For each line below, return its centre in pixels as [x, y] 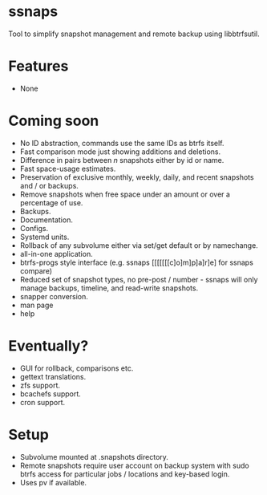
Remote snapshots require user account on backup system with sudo [135, 465]
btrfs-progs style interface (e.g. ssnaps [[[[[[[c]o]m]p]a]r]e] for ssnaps [137, 262]
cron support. [42, 402]
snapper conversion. [54, 296]
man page [36, 305]
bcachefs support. [51, 394]
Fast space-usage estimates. [68, 168]
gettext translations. [53, 376]
